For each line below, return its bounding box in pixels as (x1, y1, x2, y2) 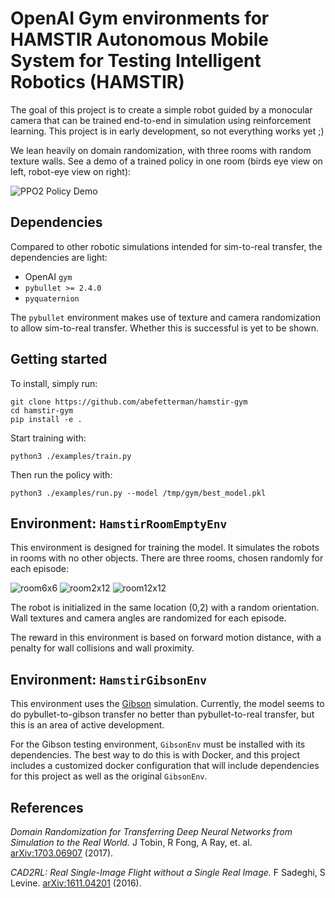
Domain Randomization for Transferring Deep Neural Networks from (10, 826, 293, 837)
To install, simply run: (10, 377, 98, 389)
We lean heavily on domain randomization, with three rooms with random (10, 144, 312, 156)
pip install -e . (10, 414, 83, 424)
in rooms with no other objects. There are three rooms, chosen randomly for (10, 552, 324, 564)
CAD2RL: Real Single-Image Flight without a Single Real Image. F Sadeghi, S (10, 867, 326, 878)
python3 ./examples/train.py (10, 451, 132, 461)
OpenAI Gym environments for (10, 7, 270, 30)
